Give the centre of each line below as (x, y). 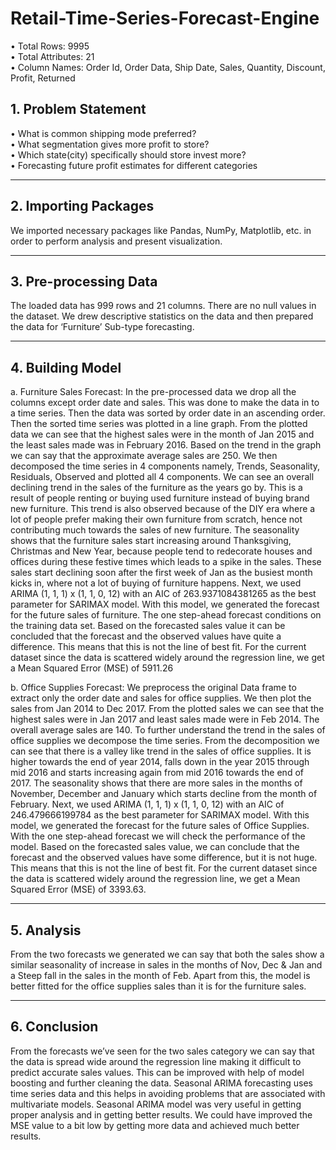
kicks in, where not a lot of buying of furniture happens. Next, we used (156, 583)
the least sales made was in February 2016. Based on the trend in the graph (166, 445)
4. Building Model (66, 367)
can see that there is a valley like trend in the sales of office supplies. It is (161, 751)
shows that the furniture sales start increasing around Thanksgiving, (151, 541)
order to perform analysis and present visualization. (116, 241)
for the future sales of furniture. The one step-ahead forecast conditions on (166, 615)
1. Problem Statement (78, 109)
